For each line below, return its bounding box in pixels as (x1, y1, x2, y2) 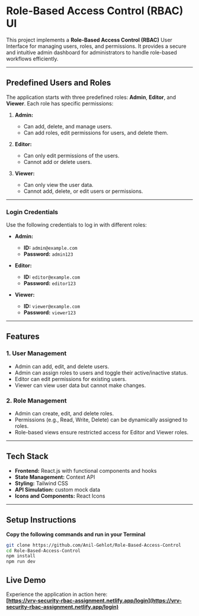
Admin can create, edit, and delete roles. (14, 410, 114, 417)
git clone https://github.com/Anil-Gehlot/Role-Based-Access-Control (6, 542, 182, 548)
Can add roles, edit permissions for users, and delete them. (23, 129, 169, 136)
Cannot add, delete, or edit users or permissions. (23, 188, 143, 195)
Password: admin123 (23, 250, 73, 258)
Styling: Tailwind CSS (14, 479, 69, 486)
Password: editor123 (23, 280, 76, 287)
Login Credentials (6, 208, 58, 216)
